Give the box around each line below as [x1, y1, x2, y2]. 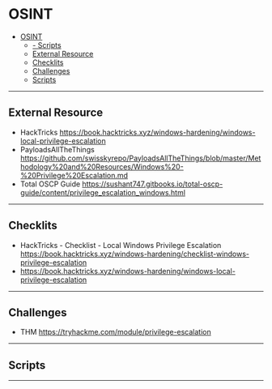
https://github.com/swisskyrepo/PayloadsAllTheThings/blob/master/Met [19, 153, 261, 163]
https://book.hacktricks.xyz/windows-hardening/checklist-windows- [19, 249, 249, 259]
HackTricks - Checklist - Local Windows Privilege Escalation [19, 240, 222, 250]
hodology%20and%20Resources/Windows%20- [19, 161, 184, 171]
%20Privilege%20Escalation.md [19, 170, 128, 180]
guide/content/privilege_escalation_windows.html [19, 187, 186, 197]
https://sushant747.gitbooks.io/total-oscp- [82, 179, 223, 189]
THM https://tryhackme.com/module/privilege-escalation [19, 327, 212, 337]
